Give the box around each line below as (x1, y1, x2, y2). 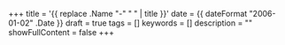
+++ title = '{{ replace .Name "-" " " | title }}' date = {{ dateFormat (8, 9, 248, 19)
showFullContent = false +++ (8, 27, 115, 37)
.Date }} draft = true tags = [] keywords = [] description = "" (35, 18, 253, 28)
